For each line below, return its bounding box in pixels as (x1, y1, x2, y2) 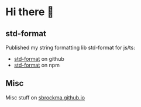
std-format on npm (13, 61, 60, 68)
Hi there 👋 (5, 5, 54, 19)
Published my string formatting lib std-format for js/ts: (5, 44, 135, 51)
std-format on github (13, 56, 65, 62)
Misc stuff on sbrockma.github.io (5, 94, 85, 101)
